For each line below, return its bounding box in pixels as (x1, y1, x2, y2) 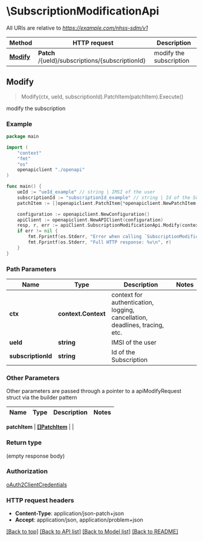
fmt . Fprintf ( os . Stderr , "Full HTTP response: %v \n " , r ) (28, 239, 172, 245)
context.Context (57, 309, 106, 318)
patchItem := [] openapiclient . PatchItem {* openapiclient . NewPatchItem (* (17, 200, 201, 206)
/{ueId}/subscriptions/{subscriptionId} (38, 56, 146, 65)
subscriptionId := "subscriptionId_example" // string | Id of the (17, 195, 190, 201)
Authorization (6, 467, 48, 476)
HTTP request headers (6, 496, 74, 504)
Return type (6, 438, 42, 447)
